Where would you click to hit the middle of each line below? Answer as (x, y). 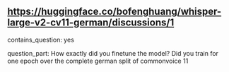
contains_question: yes (41, 40)
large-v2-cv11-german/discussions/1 (91, 23)
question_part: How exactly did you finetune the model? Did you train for (113, 53)
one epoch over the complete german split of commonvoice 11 (98, 61)
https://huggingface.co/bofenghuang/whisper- (114, 12)
